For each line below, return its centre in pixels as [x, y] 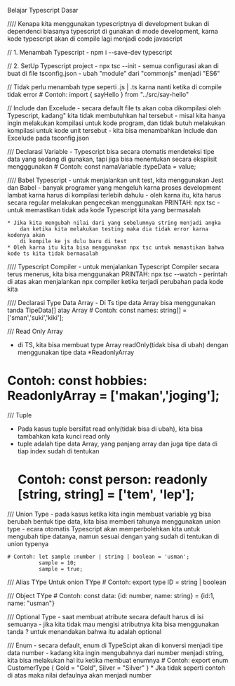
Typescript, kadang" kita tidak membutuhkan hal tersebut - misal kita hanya [116, 116]
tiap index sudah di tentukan [58, 451]
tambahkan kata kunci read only [64, 436]
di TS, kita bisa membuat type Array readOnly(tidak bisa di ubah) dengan [123, 345]
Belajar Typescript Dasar [43, 10]
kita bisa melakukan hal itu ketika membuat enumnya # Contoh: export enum [118, 660]
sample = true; [60, 569]
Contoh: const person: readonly [113, 480]
